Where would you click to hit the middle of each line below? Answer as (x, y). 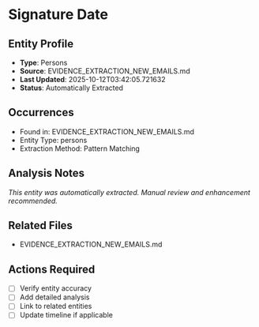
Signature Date (58, 15)
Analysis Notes (47, 173)
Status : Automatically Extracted (71, 88)
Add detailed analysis (54, 297)
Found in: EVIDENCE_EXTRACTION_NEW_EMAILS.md (107, 131)
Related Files (41, 226)
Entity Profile (41, 44)
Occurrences (41, 113)
